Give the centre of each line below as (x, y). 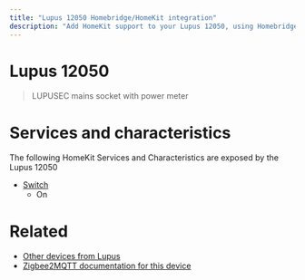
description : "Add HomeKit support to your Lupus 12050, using (132, 26)
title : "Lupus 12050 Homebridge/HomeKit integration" (113, 18)
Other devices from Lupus (71, 256)
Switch (35, 185)
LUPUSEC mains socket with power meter (110, 96)
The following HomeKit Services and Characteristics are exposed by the (144, 158)
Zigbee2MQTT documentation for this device (107, 266)
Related (39, 231)
